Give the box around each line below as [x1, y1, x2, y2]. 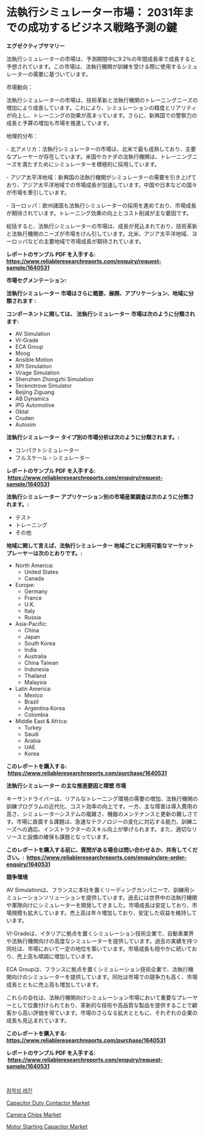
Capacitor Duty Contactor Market [6, 1099, 90, 1106]
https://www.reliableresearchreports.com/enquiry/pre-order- [26, 853, 187, 861]
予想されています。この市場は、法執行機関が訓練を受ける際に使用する [6, 62, 182, 70]
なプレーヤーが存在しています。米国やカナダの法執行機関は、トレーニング [6, 153, 193, 160]
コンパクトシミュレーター [15, 446, 80, 454]
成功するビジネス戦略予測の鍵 [27, 21, 178, 35]
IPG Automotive [15, 401, 55, 409]
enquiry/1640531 [6, 861, 51, 868]
